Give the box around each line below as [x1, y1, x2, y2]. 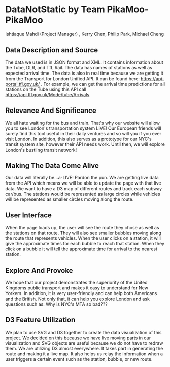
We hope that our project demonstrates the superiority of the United [5, 280, 148, 285]
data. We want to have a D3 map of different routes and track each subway [5, 186, 162, 192]
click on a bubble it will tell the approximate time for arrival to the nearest [5, 246, 158, 252]
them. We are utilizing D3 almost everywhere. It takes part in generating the [5, 345, 163, 351]
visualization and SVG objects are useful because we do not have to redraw [5, 340, 163, 346]
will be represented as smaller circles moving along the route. [5, 196, 134, 202]
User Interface [5, 211, 52, 219]
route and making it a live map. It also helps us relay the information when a [5, 351, 163, 357]
